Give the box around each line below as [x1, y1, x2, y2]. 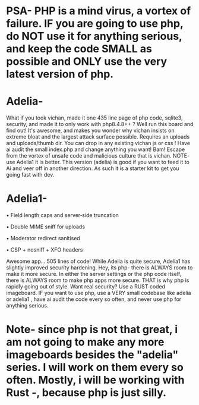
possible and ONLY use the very [6, 55, 168, 68]
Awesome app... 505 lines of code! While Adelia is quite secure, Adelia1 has [6, 258, 191, 265]
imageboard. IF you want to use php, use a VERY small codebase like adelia [6, 290, 191, 297]
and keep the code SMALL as [6, 42, 153, 56]
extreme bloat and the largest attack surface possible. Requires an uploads [6, 133, 190, 140]
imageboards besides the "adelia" [6, 348, 179, 362]
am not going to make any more [6, 335, 165, 349]
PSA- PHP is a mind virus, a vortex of [6, 4, 191, 18]
